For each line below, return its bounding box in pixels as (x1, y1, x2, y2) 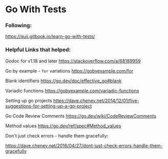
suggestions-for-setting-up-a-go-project (5, 103, 92, 109)
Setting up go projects (5, 97, 52, 103)
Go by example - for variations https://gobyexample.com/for (5, 67, 133, 74)
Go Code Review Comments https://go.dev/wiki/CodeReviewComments (5, 112, 156, 119)
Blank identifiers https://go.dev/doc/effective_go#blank (5, 78, 122, 84)
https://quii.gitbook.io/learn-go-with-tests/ (5, 33, 95, 39)
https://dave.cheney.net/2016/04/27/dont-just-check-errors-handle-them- (5, 142, 163, 149)
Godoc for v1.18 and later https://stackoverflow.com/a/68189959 (5, 58, 141, 64)
